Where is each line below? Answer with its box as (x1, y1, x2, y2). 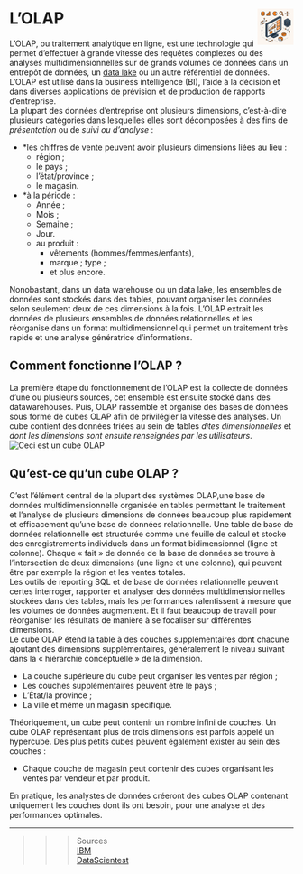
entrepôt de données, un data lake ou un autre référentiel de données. (9, 67, 271, 78)
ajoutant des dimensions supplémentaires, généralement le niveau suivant (9, 643, 286, 654)
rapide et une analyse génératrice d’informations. (9, 331, 193, 342)
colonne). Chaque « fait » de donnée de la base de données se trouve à (9, 547, 276, 558)
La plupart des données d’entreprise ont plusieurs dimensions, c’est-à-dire (9, 105, 287, 116)
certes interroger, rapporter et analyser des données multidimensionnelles (9, 586, 286, 597)
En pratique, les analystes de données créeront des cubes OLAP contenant (9, 790, 289, 801)
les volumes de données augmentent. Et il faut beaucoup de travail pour (9, 605, 277, 616)
